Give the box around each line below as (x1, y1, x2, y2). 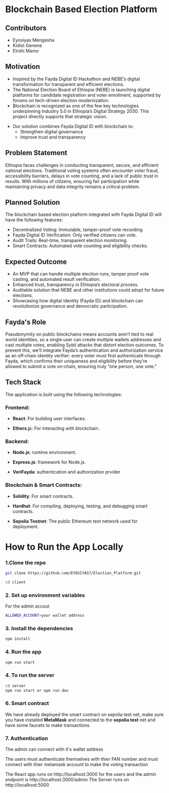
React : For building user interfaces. (12, 415, 86, 422)
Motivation (5, 62, 40, 71)
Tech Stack (5, 378, 41, 387)
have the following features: (5, 217, 63, 223)
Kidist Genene (12, 42, 42, 49)
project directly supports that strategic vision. (12, 113, 107, 119)
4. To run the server (5, 672, 54, 679)
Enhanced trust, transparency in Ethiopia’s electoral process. (12, 282, 139, 288)
